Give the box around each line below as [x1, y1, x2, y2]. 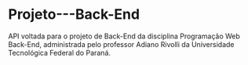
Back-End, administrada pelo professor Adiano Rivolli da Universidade [8, 39, 235, 49]
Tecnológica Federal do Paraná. [8, 48, 111, 57]
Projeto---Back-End [8, 5, 140, 23]
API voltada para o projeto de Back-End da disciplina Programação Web [8, 31, 241, 41]
